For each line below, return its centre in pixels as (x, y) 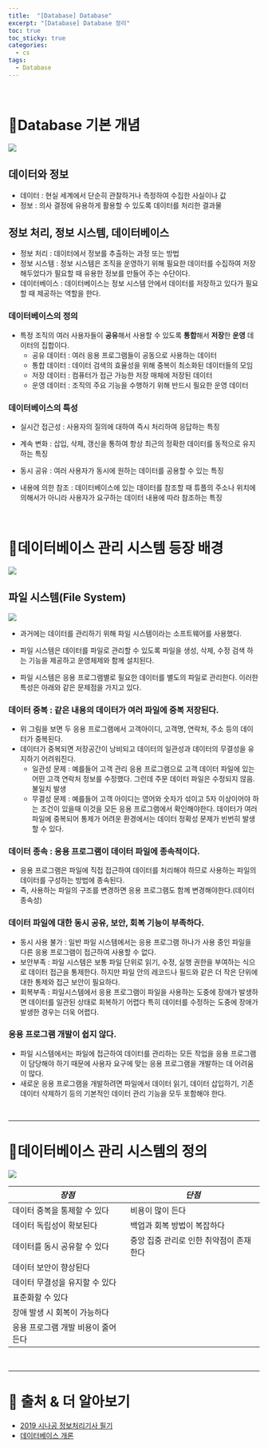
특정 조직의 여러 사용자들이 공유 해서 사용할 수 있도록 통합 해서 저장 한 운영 (132, 335)
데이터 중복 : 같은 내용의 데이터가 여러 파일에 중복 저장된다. (114, 710)
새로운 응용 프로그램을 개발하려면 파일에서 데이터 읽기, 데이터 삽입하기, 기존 (137, 1083)
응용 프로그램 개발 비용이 (56, 1327)
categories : (28, 46)
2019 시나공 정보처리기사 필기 (66, 1425)
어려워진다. (58, 758)
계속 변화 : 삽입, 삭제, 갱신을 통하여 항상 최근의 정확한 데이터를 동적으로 (130, 444)
